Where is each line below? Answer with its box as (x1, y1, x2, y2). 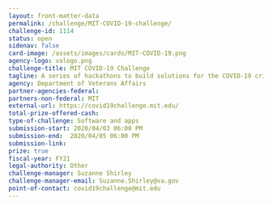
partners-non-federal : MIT (8, 94, 100, 102)
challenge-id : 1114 (8, 27, 74, 35)
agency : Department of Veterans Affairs (8, 79, 147, 87)
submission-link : (8, 139, 67, 148)
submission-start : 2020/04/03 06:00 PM (8, 124, 143, 132)
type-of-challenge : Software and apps (8, 117, 139, 125)
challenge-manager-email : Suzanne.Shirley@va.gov (8, 177, 180, 186)
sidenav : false (8, 42, 60, 50)
